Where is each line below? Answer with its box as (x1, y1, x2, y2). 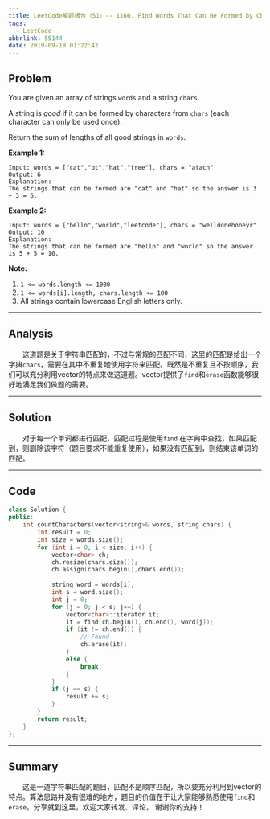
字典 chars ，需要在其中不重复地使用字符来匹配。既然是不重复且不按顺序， (8, 359, 252, 369)
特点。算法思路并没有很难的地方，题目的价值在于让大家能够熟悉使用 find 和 (8, 792, 256, 802)
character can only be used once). (8, 117, 123, 126)
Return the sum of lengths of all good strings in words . (8, 132, 186, 141)
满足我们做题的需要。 (22, 379, 93, 389)
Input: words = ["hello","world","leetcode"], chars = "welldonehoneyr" (8, 221, 257, 229)
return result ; (37, 715, 88, 723)
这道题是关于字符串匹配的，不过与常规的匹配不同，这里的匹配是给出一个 (22, 349, 262, 358)
